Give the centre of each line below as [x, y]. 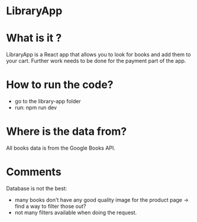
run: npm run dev [36, 107]
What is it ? [34, 38]
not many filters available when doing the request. [76, 213]
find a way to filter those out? [50, 206]
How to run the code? [60, 85]
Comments [34, 172]
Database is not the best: [37, 188]
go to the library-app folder [48, 102]
